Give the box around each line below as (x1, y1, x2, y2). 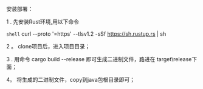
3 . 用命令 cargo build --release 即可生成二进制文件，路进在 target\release (6, 56, 192, 62)
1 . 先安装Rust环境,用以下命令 (6, 18, 79, 25)
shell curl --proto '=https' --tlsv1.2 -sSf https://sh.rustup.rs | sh (6, 30, 167, 38)
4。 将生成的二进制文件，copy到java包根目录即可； (6, 76, 136, 83)
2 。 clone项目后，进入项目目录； (6, 43, 91, 50)
